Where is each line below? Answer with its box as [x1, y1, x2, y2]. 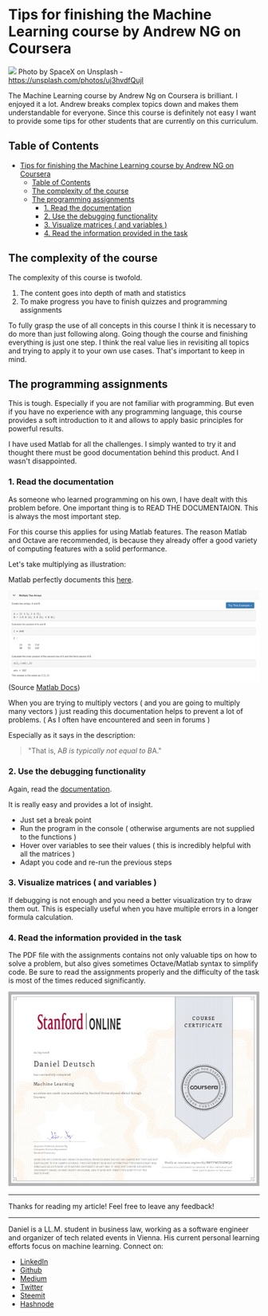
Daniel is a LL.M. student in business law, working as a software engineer [8, 1224, 249, 1234]
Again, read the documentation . [8, 784, 112, 794]
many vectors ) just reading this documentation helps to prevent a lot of [8, 707, 243, 716]
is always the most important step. [8, 511, 121, 521]
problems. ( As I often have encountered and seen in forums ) [8, 715, 211, 725]
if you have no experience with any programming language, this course [8, 407, 242, 416]
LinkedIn [19, 1256, 49, 1266]
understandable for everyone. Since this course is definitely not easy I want [8, 108, 257, 117]
